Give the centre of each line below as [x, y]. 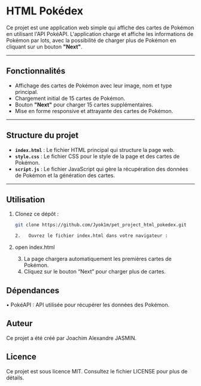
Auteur [19, 323]
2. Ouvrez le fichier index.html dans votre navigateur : [91, 236]
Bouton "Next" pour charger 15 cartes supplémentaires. [84, 104]
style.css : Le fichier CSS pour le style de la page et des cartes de [97, 156]
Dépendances [33, 291]
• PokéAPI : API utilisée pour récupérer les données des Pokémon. [88, 305]
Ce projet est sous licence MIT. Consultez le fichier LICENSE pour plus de [97, 371]
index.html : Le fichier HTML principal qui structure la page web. [95, 150]
